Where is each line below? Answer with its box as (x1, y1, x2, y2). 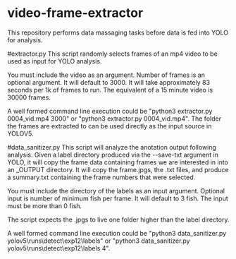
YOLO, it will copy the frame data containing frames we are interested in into (7, 157, 229, 167)
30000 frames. (7, 93, 51, 102)
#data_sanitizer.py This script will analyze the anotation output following (7, 143, 217, 151)
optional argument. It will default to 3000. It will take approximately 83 (7, 78, 210, 86)
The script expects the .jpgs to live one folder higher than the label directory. (7, 215, 230, 224)
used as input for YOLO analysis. (7, 56, 102, 65)
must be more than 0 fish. (7, 201, 82, 210)
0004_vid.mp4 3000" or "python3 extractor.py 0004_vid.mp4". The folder (7, 114, 222, 123)
